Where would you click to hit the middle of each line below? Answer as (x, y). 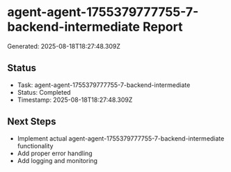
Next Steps (32, 122)
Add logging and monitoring (57, 160)
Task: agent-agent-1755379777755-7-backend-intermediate (104, 85)
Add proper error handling (55, 153)
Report (162, 27)
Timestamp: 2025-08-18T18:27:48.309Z (75, 100)
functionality (35, 146)
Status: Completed (44, 92)
